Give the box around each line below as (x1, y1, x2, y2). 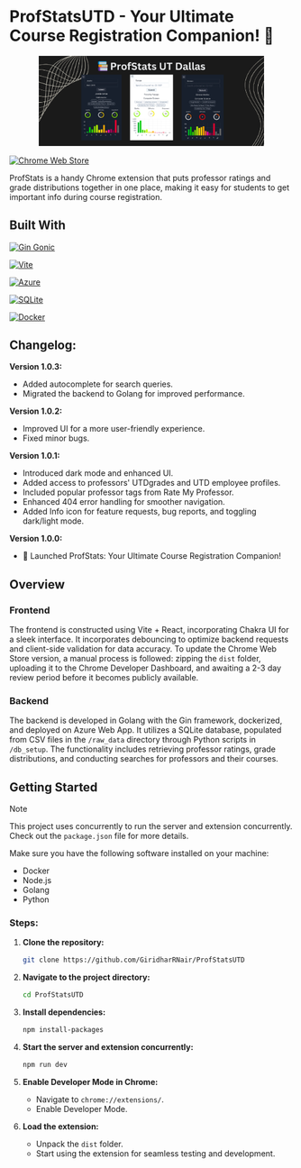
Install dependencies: (22, 1007, 106, 1017)
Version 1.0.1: (9, 451, 60, 461)
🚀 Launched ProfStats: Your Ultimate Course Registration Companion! (22, 551, 282, 561)
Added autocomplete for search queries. (22, 379, 174, 389)
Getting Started (9, 780, 98, 795)
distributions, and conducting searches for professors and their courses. (9, 753, 279, 764)
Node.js (22, 875, 52, 886)
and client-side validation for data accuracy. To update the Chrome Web (9, 643, 278, 654)
